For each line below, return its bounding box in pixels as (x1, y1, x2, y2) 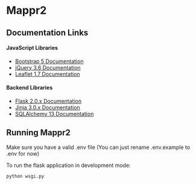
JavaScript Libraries (6, 44, 58, 52)
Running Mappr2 (6, 127, 71, 138)
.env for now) (6, 150, 40, 157)
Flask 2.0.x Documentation (14, 97, 82, 105)
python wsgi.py (6, 173, 45, 179)
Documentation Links (6, 28, 89, 38)
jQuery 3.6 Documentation (14, 64, 81, 71)
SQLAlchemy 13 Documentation (14, 110, 94, 117)
